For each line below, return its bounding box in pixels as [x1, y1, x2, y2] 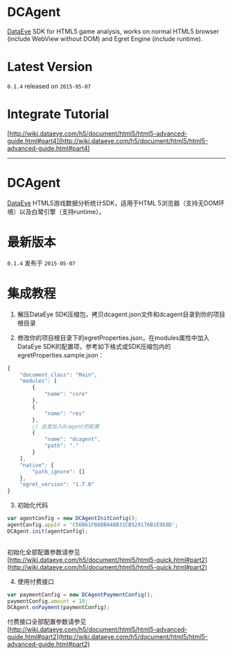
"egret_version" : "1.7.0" [19, 481, 95, 488]
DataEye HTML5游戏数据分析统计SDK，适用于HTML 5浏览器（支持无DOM [7, 199, 219, 207]
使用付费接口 [17, 577, 54, 585]
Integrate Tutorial [7, 106, 110, 122]
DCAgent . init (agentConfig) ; [7, 528, 89, 535]
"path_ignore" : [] [32, 468, 85, 475]
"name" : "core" [44, 391, 89, 398]
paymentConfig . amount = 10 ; [7, 597, 89, 605]
